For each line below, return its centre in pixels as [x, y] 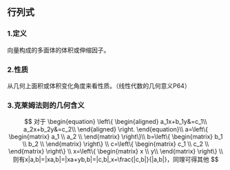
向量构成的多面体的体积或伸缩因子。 [59, 50]
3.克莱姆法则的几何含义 [46, 105]
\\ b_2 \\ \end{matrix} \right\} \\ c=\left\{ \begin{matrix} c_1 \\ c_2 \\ [116, 144]
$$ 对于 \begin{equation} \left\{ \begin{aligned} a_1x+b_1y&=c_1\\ [116, 122]
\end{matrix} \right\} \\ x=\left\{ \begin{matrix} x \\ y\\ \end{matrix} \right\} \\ [116, 151]
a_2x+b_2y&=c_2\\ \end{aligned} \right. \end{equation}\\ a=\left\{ [116, 129]
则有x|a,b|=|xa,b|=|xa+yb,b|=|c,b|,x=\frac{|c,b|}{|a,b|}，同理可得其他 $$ [116, 160]
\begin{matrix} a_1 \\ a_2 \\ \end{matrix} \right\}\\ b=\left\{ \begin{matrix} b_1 [116, 137]
